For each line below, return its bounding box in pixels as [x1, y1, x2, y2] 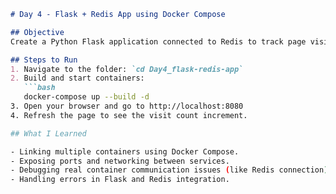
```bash [23, 83, 56, 93]
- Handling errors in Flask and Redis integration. [10, 175, 230, 185]
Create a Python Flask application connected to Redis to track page [10, 36, 307, 47]
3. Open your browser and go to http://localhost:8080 [10, 101, 244, 111]
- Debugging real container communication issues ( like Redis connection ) [10, 165, 329, 175]
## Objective [10, 27, 65, 37]
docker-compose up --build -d [23, 92, 150, 102]
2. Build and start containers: [10, 73, 145, 84]
